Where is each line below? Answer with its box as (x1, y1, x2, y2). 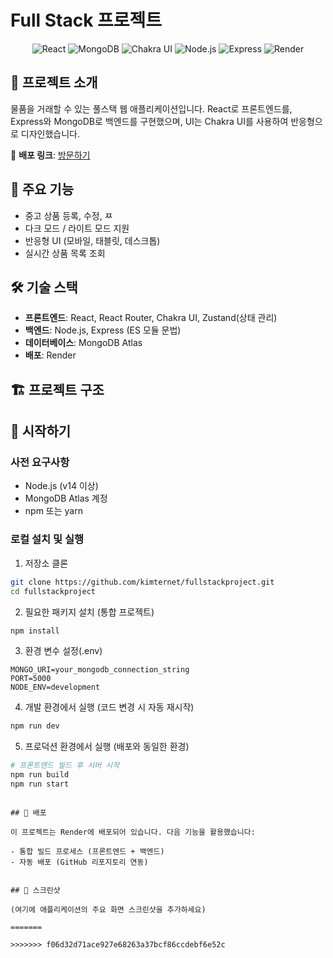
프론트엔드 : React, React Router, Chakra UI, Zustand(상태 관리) (24, 312, 278, 324)
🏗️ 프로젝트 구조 (10, 381, 105, 398)
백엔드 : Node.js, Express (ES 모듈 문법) (24, 324, 182, 336)
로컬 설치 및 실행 (10, 532, 84, 546)
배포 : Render (24, 349, 77, 361)
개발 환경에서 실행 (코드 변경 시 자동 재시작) (24, 701, 195, 713)
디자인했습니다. (20, 127, 81, 140)
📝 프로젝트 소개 (10, 74, 98, 91)
